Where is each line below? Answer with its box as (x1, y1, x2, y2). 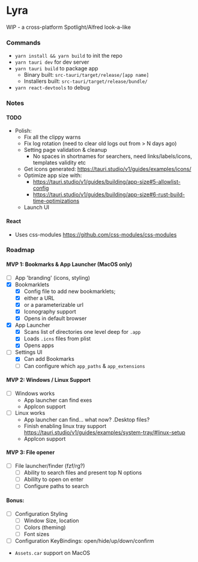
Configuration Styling (14, 510, 68, 517)
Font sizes (23, 530, 50, 537)
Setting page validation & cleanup (23, 147, 107, 154)
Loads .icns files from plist (23, 335, 91, 342)
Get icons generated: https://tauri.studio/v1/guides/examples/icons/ (23, 166, 192, 173)
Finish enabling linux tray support (23, 422, 107, 429)
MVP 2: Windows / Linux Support (6, 376, 91, 384)
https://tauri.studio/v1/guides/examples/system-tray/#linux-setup (23, 429, 186, 436)
